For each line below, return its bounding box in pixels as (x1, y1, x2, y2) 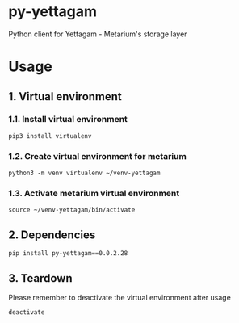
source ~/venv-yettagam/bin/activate (8, 206, 136, 214)
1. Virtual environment (8, 90, 123, 103)
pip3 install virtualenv (8, 132, 92, 140)
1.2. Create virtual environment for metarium (8, 150, 187, 161)
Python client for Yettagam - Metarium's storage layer (8, 29, 187, 39)
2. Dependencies (8, 228, 96, 241)
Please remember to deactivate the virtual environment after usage (8, 293, 232, 303)
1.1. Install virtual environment (8, 114, 128, 125)
